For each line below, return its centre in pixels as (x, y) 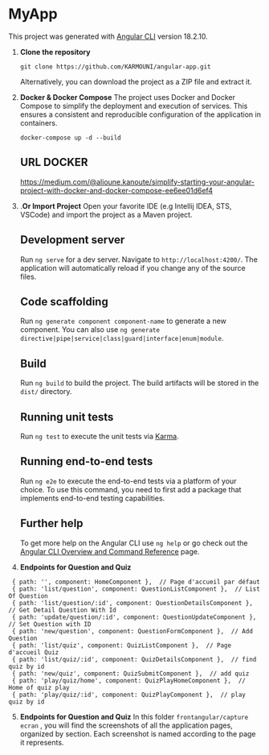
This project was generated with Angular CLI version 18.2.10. (108, 36)
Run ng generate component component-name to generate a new (123, 321)
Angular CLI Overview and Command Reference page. (110, 551)
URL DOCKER (54, 162)
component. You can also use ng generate (90, 330)
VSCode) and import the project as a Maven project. (106, 214)
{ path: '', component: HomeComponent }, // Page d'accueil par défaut (136, 582)
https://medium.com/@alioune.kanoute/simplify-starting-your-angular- (137, 181)
